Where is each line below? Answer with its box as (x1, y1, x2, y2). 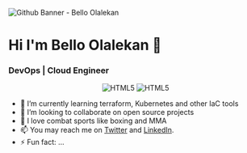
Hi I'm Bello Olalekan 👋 (8, 36, 162, 54)
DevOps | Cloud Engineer (8, 65, 110, 76)
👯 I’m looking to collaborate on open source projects (19, 108, 195, 117)
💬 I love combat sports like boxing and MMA (19, 116, 167, 125)
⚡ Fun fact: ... (19, 138, 65, 147)
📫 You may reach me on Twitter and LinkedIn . (19, 125, 174, 135)
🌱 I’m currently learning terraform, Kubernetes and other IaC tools (19, 99, 239, 108)
